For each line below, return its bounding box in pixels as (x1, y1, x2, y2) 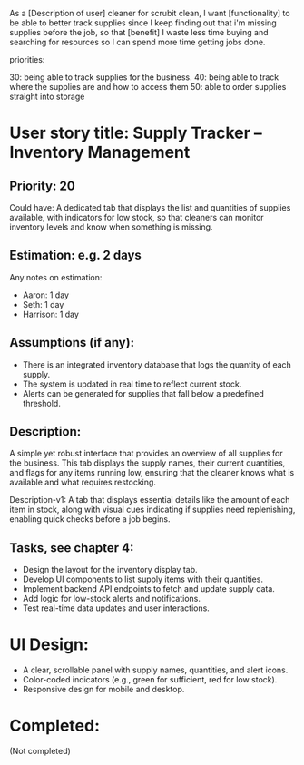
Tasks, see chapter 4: (9, 540, 134, 555)
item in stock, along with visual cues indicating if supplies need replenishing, (9, 504, 296, 515)
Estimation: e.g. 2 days (9, 248, 142, 263)
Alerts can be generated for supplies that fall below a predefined (22, 387, 265, 398)
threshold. (22, 397, 61, 408)
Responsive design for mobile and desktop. (22, 684, 185, 695)
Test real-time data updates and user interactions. (22, 603, 211, 613)
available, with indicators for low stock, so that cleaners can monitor (9, 212, 265, 222)
